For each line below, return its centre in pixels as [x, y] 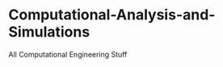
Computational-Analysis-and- [112, 15]
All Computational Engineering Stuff [68, 54]
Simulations [49, 32]
